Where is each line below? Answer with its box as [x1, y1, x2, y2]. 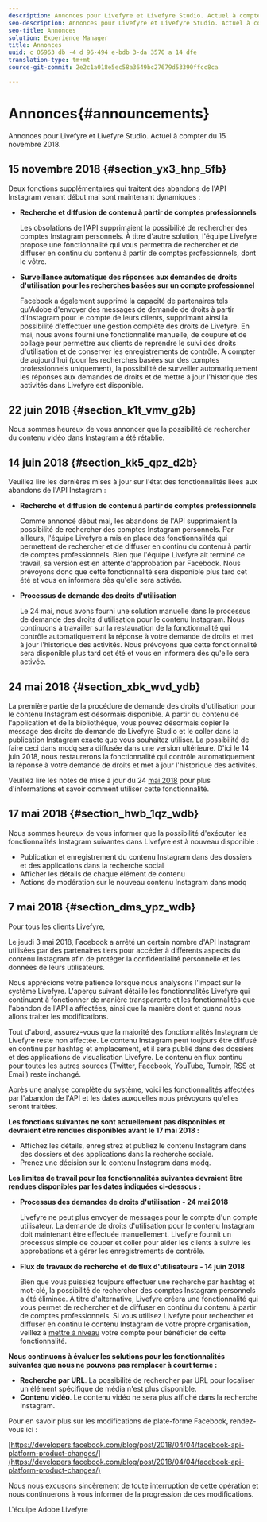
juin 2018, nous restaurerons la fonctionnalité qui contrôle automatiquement [8, 751, 256, 761]
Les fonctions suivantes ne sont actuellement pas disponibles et [8, 1116, 226, 1126]
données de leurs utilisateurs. [8, 962, 106, 972]
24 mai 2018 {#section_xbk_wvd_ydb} [8, 680, 201, 693]
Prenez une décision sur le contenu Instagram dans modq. [19, 1158, 211, 1167]
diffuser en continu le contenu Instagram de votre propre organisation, [19, 1319, 250, 1329]
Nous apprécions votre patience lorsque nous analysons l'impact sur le [8, 977, 242, 987]
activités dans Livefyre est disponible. [19, 380, 145, 390]
